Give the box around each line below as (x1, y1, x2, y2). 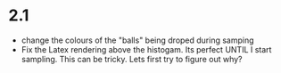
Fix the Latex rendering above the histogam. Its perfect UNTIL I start (21, 44, 272, 54)
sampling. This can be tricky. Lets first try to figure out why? (21, 53, 243, 64)
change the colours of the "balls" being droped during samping (21, 35, 255, 45)
